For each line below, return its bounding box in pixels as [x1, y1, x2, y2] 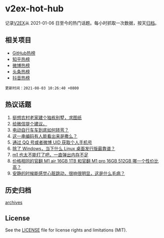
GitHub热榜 [12, 50, 36, 56]
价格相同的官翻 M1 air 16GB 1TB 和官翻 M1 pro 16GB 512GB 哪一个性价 [12, 158, 155, 164]
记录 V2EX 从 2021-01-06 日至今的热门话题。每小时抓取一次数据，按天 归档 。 [5, 20, 160, 26]
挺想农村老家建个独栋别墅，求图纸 [12, 115, 82, 120]
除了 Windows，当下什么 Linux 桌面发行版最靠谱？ [12, 145, 116, 151]
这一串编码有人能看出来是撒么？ [12, 133, 78, 139]
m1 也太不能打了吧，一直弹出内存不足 [12, 152, 89, 158]
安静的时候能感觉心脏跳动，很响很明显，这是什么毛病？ [12, 170, 125, 176]
